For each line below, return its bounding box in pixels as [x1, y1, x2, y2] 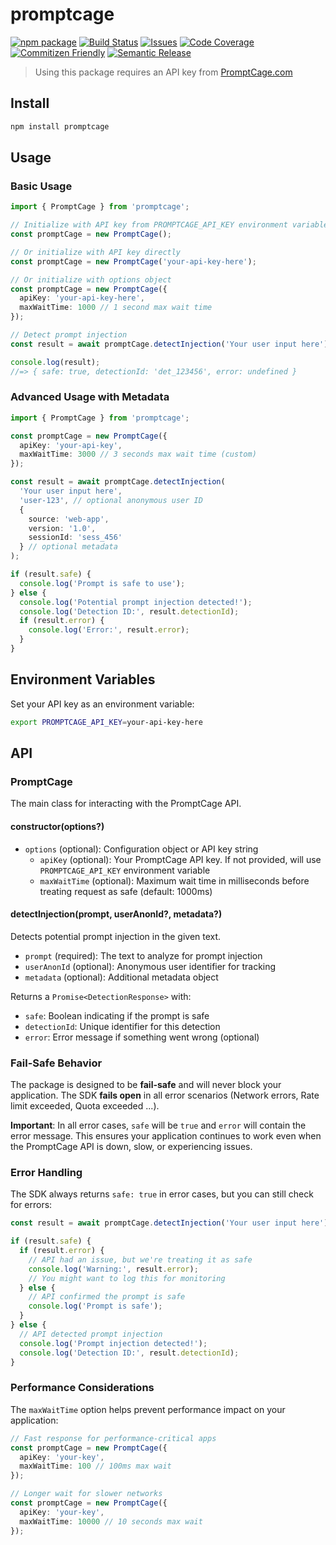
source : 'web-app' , [28, 514, 110, 524]
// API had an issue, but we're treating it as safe [28, 1254, 253, 1265]
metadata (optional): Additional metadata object [24, 971, 219, 983]
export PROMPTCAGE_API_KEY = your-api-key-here [10, 717, 203, 727]
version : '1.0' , [28, 523, 97, 533]
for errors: [10, 1199, 53, 1211]
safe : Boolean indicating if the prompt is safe [24, 1009, 210, 1022]
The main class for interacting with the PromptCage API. [10, 798, 242, 810]
